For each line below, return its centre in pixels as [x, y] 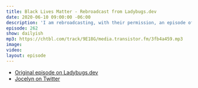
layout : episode [26, 56]
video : [14, 50]
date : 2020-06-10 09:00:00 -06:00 [49, 17]
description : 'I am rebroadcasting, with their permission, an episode [96, 22]
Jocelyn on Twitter [37, 79]
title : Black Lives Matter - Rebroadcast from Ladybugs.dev [82, 12]
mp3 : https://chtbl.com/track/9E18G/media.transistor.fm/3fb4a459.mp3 [95, 39]
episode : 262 [22, 28]
